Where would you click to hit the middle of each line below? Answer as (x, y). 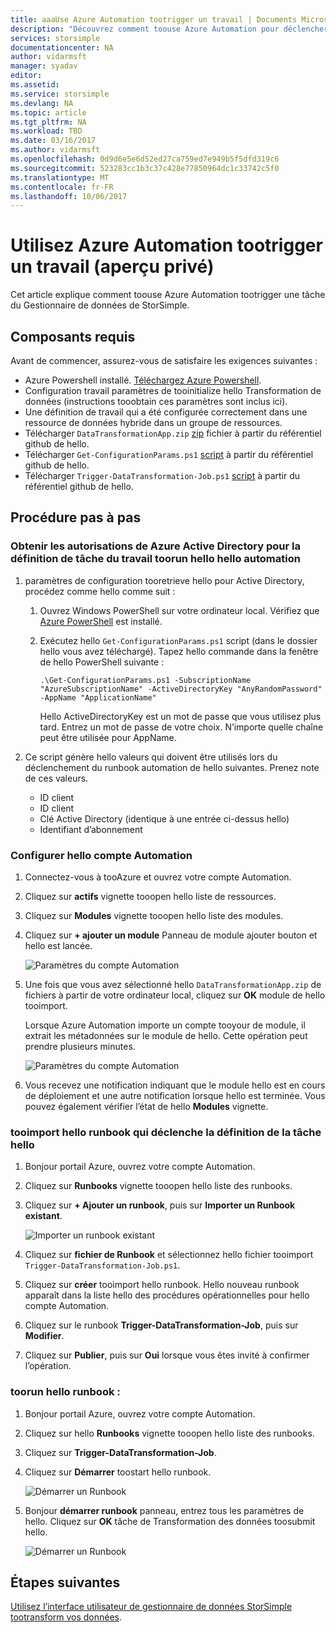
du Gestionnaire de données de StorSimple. (100, 305)
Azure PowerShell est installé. (101, 621)
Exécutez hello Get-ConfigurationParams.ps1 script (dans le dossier (178, 640)
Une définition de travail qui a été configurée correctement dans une (166, 412)
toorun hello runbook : (65, 1392)
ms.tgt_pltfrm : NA (48, 122)
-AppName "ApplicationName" (98, 697)
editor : (26, 76)
